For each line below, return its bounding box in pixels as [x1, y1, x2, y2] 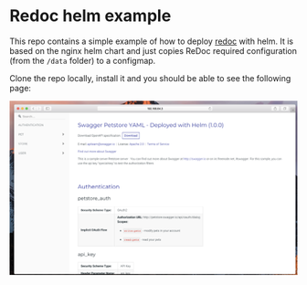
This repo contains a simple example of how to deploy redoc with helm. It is [9, 36, 294, 47]
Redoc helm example [9, 5, 172, 26]
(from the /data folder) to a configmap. [9, 55, 156, 66]
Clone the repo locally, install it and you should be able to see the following [9, 72, 291, 83]
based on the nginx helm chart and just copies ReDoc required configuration [9, 45, 297, 56]
